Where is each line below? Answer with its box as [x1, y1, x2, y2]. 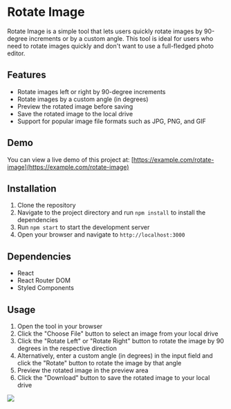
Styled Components [17, 284, 75, 292]
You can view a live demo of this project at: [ [7, 155, 134, 163]
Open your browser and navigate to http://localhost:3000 [17, 230, 185, 239]
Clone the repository [17, 201, 76, 210]
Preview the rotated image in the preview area [17, 366, 149, 374]
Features [7, 69, 46, 81]
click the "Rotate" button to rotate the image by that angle [17, 359, 182, 367]
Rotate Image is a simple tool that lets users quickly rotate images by [7, 27, 203, 35]
